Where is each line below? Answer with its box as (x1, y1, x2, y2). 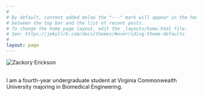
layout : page (6, 43, 39, 49)
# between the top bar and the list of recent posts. (6, 20, 145, 26)
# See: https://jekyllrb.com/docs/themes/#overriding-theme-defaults (6, 31, 185, 37)
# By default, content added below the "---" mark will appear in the (6, 14, 188, 20)
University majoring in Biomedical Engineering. (6, 83, 123, 90)
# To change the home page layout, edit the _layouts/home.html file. (6, 25, 188, 32)
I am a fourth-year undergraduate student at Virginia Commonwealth (6, 76, 177, 84)
